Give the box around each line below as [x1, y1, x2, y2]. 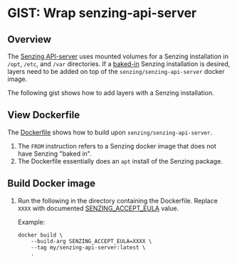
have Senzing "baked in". [17, 149, 92, 158]
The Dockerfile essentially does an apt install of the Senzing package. [17, 156, 223, 165]
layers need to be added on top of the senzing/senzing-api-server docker [7, 68, 225, 75]
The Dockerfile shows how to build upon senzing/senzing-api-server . [7, 128, 212, 136]
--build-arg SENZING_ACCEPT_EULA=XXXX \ [31, 237, 152, 245]
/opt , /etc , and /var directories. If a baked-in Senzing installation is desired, [7, 60, 231, 68]
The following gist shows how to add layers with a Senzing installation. [7, 89, 215, 97]
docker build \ [17, 231, 63, 239]
